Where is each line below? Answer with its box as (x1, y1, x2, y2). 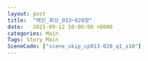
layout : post (7, 10, 46, 18)
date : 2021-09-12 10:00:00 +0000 (7, 23, 113, 30)
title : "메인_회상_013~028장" (7, 17, 92, 24)
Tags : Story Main (7, 36, 59, 43)
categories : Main (7, 29, 59, 37)
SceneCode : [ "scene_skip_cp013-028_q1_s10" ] (7, 43, 142, 50)
